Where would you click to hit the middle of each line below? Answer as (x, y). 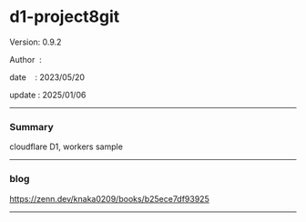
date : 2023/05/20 (47, 77)
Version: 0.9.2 (36, 42)
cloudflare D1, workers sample (66, 146)
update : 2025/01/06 (48, 95)
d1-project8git (65, 17)
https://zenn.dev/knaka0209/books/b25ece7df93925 (109, 198)
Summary (32, 126)
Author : (26, 59)
